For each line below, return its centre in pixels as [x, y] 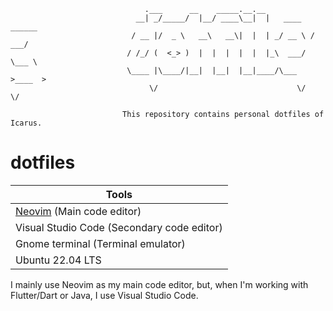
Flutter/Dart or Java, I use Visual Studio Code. [104, 295]
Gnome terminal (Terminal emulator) [100, 243]
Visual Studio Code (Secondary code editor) [119, 227]
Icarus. [26, 123]
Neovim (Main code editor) [78, 211]
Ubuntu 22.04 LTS [58, 260]
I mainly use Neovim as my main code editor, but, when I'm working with [159, 284]
